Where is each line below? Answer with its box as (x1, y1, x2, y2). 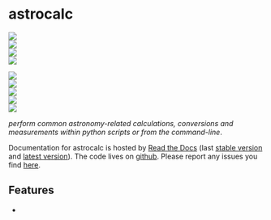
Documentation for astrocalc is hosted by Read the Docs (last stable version (8, 142, 263, 152)
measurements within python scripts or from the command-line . (8, 127, 223, 137)
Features (8, 184, 54, 197)
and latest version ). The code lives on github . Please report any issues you (8, 151, 258, 161)
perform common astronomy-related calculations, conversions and (8, 118, 234, 128)
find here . (8, 159, 41, 170)
